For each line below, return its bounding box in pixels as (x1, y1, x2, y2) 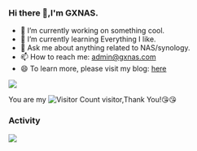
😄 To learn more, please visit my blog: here (20, 64, 167, 74)
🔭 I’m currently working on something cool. (20, 26, 165, 36)
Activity (8, 115, 41, 127)
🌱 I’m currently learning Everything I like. (20, 34, 156, 44)
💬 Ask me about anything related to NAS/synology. (20, 43, 190, 53)
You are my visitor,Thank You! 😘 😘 (8, 95, 177, 105)
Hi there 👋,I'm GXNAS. (8, 7, 99, 19)
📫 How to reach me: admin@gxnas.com (20, 52, 156, 62)
